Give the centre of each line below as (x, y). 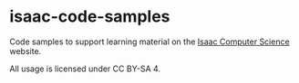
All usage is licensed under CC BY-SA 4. (85, 69)
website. (26, 51)
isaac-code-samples (90, 17)
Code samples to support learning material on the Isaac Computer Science (149, 41)
